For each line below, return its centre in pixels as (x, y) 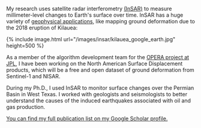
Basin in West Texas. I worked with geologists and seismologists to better (97, 94)
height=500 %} (25, 45)
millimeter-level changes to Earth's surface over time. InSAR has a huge (95, 15)
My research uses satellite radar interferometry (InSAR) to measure (89, 9)
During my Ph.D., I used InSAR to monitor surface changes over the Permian (100, 88)
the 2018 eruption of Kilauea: (42, 28)
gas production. (26, 107)
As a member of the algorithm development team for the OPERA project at (98, 57)
